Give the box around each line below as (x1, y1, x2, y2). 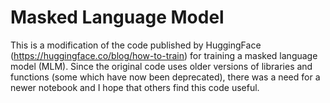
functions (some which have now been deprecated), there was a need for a (10, 71, 321, 83)
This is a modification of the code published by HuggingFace (10, 39, 262, 51)
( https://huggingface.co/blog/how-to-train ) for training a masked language (10, 49, 318, 61)
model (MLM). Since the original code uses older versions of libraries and (10, 60, 313, 72)
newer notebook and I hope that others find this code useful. (10, 81, 260, 93)
